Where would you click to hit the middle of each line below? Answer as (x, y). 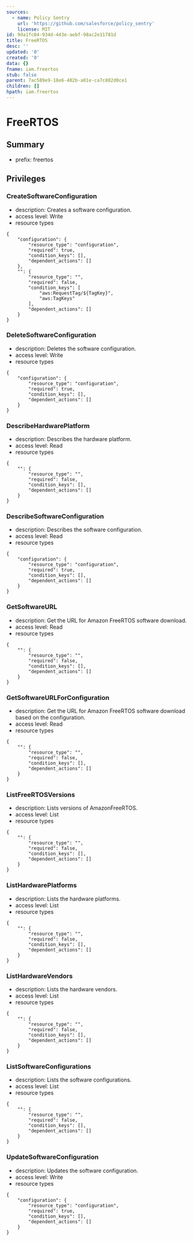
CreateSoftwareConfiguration (52, 196)
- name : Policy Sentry (41, 18)
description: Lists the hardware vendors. (66, 989)
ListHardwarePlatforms (42, 885)
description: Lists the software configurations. (73, 1080)
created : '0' (23, 58)
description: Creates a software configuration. (73, 210)
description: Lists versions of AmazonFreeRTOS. (76, 808)
